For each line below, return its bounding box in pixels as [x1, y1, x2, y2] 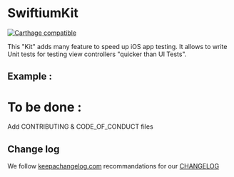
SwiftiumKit [7, 5, 78, 21]
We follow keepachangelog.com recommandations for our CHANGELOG [7, 162, 220, 171]
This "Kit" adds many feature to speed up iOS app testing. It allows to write [7, 42, 228, 50]
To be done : [7, 99, 82, 115]
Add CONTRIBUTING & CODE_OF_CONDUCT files [7, 122, 153, 131]
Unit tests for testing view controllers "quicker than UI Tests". [7, 50, 187, 58]
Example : [7, 70, 52, 82]
